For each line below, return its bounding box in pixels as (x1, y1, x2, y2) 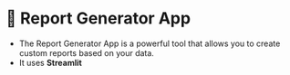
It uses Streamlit (18, 57, 83, 68)
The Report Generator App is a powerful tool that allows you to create (18, 38, 281, 49)
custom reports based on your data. (18, 47, 154, 58)
